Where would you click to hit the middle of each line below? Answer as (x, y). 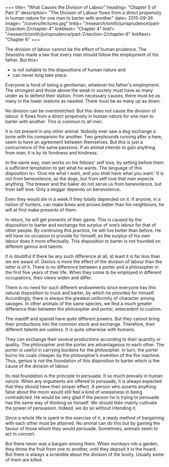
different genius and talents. (35, 246)
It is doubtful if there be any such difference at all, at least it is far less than (83, 256)
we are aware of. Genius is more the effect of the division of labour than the (84, 262)
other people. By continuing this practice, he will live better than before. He (83, 230)
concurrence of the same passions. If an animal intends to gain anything (80, 147)
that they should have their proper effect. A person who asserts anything (81, 386)
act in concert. (20, 434)
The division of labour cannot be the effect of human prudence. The (76, 49)
